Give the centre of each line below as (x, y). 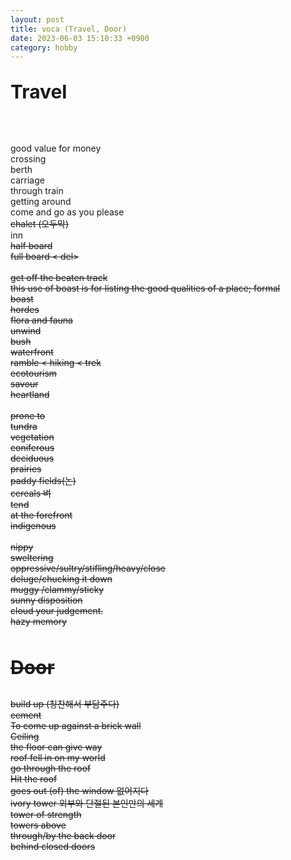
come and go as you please (67, 212)
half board (31, 246)
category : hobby (44, 47)
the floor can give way (56, 747)
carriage (27, 180)
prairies (26, 469)
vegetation (32, 437)
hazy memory (39, 622)
